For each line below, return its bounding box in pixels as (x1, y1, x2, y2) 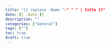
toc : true (5, 30, 26, 35)
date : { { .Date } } (5, 12, 44, 17)
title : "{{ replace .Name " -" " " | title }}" (5, 7, 105, 12)
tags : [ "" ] (5, 26, 28, 31)
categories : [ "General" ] (5, 21, 58, 26)
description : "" (5, 16, 40, 21)
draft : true (5, 35, 30, 40)
